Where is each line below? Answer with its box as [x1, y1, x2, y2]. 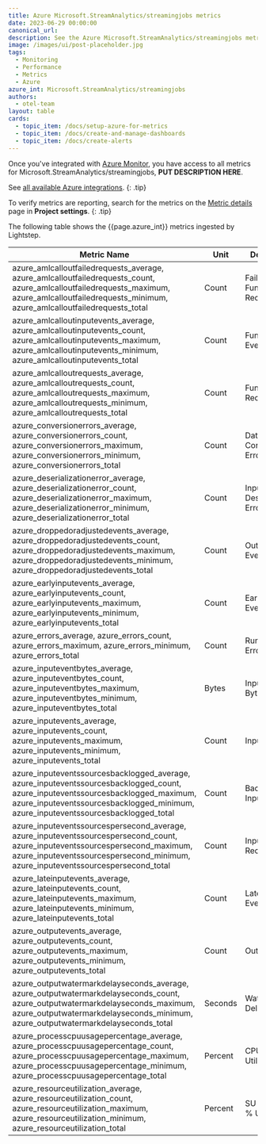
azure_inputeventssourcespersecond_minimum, [12, 850, 191, 861]
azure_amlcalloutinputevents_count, [12, 324, 146, 335]
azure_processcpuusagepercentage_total [12, 1069, 167, 1081]
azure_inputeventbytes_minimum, [12, 692, 137, 703]
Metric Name [78, 249, 130, 260]
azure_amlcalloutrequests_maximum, [12, 387, 150, 398]
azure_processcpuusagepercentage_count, [12, 1040, 174, 1051]
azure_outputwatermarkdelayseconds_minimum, [12, 1008, 193, 1019]
